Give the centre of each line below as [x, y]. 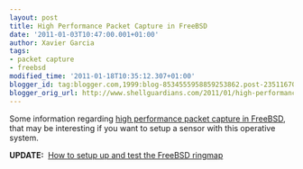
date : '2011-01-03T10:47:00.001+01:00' [84, 34]
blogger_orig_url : [44, 93]
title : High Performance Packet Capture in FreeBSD [108, 26]
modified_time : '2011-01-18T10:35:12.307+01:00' [102, 76]
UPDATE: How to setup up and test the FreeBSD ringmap [116, 155]
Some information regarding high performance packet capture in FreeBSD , [147, 119]
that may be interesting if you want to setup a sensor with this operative [142, 128]
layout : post [34, 18]
